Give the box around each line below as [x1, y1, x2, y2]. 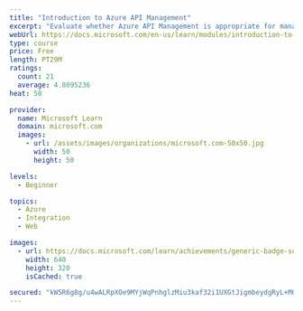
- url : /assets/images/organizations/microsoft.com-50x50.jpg [25, 139, 264, 148]
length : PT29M [9, 55, 63, 64]
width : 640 [25, 255, 67, 264]
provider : [9, 105, 47, 114]
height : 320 [25, 263, 70, 272]
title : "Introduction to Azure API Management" [9, 13, 192, 23]
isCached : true [25, 272, 83, 281]
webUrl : [9, 30, 39, 39]
